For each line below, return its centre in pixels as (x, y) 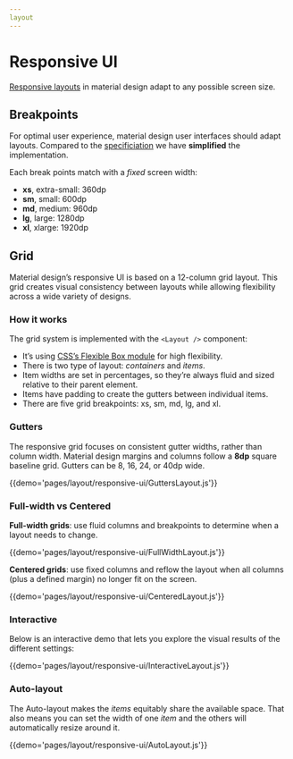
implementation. (39, 155)
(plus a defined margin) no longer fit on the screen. (103, 579)
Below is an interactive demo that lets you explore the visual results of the (145, 639)
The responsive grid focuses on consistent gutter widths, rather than (136, 446)
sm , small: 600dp (54, 199)
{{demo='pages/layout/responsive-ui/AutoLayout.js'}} (109, 745)
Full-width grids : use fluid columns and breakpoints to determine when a (144, 526)
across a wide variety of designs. (70, 297)
